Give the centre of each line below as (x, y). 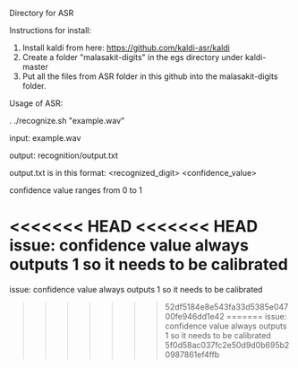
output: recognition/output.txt (64, 155)
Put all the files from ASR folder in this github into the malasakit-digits (150, 76)
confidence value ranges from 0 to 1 (76, 190)
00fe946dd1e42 (195, 316)
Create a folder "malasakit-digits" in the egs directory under (132, 57)
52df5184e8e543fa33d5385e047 (227, 307)
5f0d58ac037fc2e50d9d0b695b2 (227, 345)
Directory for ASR (42, 13)
